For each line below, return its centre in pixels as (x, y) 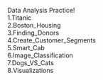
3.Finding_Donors (33, 33)
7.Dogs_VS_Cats (31, 63)
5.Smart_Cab (26, 48)
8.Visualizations (31, 70)
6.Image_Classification (40, 55)
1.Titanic (20, 18)
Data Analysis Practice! (41, 10)
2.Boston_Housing (34, 25)
